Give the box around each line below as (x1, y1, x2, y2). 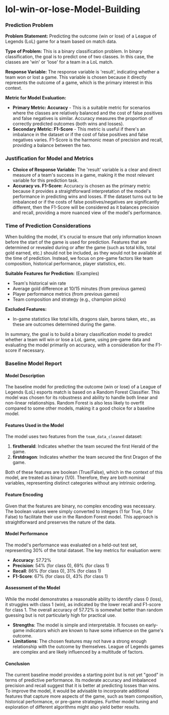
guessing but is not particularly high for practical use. (5, 612, 117, 618)
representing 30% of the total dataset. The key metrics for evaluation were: (5, 547, 162, 553)
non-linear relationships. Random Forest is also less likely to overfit (5, 400, 145, 406)
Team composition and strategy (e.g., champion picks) (12, 296, 126, 302)
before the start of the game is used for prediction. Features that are (5, 239, 147, 245)
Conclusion (5, 660, 30, 666)
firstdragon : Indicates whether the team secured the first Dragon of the (12, 454, 162, 460)
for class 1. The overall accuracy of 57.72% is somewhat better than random (5, 607, 163, 613)
